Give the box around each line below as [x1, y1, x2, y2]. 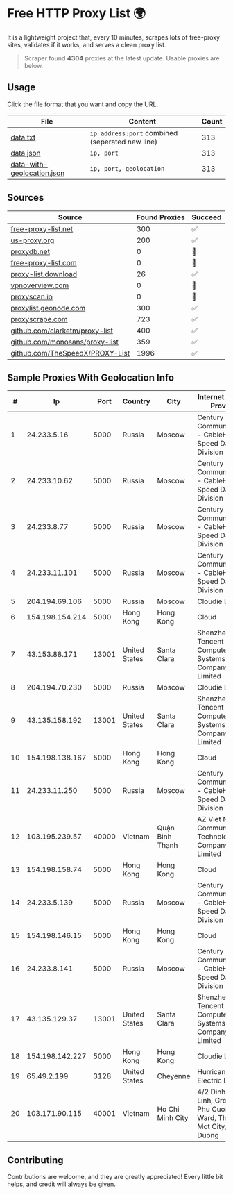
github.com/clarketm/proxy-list [10, 326, 113, 335]
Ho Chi [157, 1105, 180, 1114]
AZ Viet [197, 814, 222, 824]
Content [128, 116, 157, 126]
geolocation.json [10, 168, 65, 178]
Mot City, [197, 1122, 227, 1132]
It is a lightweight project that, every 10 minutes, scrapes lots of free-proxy [7, 33, 221, 42]
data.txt [10, 133, 36, 142]
